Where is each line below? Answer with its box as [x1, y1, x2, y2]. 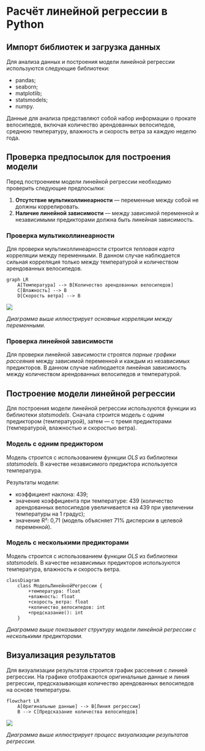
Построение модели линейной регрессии [6, 388, 176, 399]
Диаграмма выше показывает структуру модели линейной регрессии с [6, 626, 197, 633]
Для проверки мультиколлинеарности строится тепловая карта [6, 245, 174, 253]
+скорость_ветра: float [28, 599, 89, 605]
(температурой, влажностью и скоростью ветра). [6, 424, 137, 431]
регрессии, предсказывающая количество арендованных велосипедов [6, 679, 195, 686]
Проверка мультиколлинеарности [6, 231, 115, 240]
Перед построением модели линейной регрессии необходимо [6, 178, 171, 185]
